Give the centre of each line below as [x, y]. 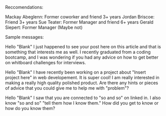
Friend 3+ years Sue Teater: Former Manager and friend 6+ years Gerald [79, 22]
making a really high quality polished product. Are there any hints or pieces [82, 83]
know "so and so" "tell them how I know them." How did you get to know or [82, 103]
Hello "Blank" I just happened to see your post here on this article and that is [83, 47]
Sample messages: [25, 37]
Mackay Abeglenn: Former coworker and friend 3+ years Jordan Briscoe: [80, 17]
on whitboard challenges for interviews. [46, 62]
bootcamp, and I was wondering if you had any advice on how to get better [82, 57]
